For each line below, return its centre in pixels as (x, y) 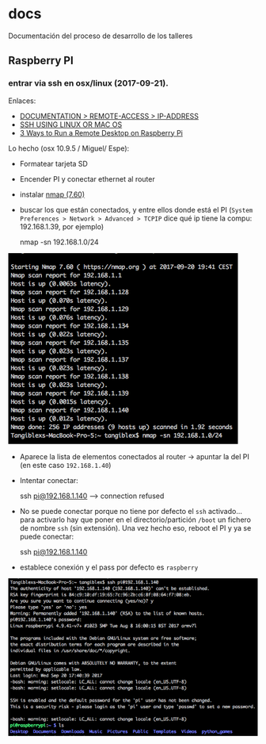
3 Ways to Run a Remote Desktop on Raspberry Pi (101, 132)
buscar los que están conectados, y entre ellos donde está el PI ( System (136, 209)
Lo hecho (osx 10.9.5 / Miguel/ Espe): (69, 148)
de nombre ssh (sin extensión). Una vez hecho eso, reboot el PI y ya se (135, 527)
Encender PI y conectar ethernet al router (87, 178)
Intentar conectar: (49, 480)
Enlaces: (22, 101)
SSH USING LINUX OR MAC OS (71, 125)
